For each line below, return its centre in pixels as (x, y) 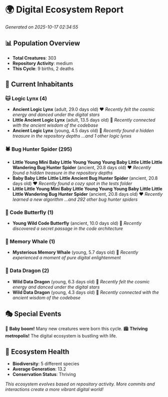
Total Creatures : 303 (34, 58)
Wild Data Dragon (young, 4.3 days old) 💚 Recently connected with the (85, 292)
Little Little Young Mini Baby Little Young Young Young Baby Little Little (87, 189)
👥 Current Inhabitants (39, 84)
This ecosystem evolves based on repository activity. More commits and (80, 384)
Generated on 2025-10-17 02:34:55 (42, 27)
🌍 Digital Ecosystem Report (64, 10)
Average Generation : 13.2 (39, 369)
